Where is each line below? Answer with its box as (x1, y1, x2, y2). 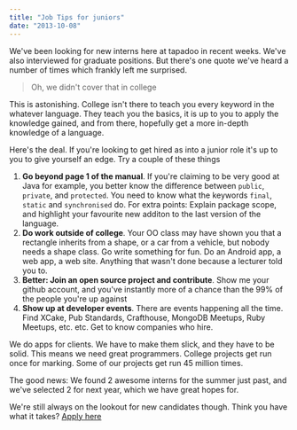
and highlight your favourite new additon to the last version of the (21, 208, 262, 219)
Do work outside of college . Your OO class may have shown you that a (21, 227, 282, 238)
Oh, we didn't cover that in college (30, 82, 157, 92)
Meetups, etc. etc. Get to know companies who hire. (21, 321, 214, 332)
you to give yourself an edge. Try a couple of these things (9, 153, 221, 164)
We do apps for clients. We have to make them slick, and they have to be (9, 339, 275, 349)
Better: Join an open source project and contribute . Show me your (21, 274, 270, 285)
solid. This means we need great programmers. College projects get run (9, 348, 272, 359)
